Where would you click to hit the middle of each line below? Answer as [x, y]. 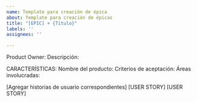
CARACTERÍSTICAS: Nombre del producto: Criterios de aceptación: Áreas [99, 69]
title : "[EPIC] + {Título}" [42, 23]
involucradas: [23, 75]
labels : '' [20, 29]
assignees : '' [24, 35]
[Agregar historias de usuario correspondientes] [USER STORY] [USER [95, 87]
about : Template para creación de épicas [60, 18]
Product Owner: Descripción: [43, 57]
